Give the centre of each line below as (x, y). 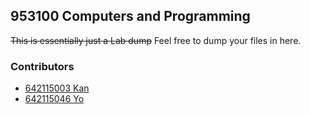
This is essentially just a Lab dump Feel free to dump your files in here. (156, 40)
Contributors (42, 66)
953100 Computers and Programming (130, 16)
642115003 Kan (57, 88)
